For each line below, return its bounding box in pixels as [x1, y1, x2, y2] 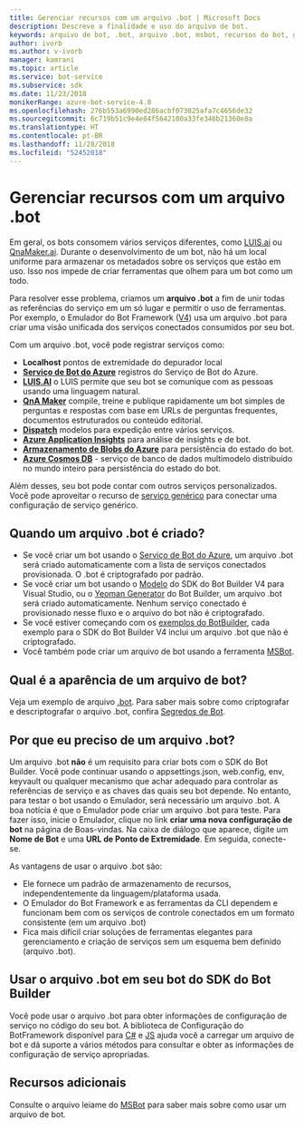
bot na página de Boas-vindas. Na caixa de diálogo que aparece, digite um [9, 824, 289, 834]
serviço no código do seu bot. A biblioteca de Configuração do [9, 1019, 244, 1030]
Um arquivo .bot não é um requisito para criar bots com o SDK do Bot [9, 756, 269, 767]
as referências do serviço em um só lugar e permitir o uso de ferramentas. [9, 302, 287, 313]
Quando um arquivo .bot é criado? [9, 525, 205, 540]
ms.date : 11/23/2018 [9, 89, 88, 98]
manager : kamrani [9, 55, 75, 64]
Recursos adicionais [9, 1075, 127, 1091]
